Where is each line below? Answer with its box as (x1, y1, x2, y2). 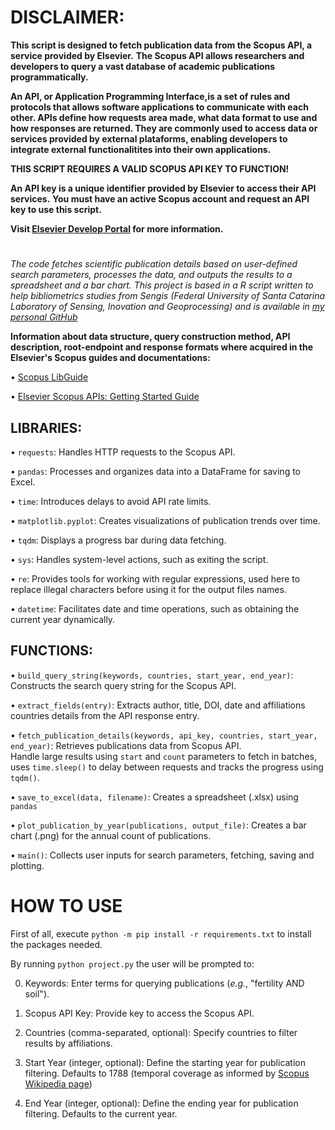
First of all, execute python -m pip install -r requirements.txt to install (10, 927, 312, 940)
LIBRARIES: (10, 419, 83, 436)
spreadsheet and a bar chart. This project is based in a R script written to (10, 279, 314, 291)
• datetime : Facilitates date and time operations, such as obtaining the (10, 602, 300, 615)
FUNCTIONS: (10, 642, 94, 660)
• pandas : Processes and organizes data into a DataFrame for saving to (10, 465, 301, 477)
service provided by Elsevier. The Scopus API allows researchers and (10, 49, 305, 61)
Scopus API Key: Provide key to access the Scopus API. (24, 1007, 255, 1019)
